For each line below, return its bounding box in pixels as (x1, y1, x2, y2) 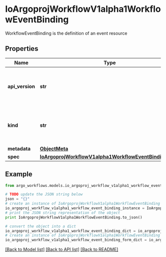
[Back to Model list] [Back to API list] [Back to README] (5, 247, 119, 253)
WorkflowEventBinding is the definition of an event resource (5, 30, 127, 36)
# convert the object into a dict (5, 223, 77, 229)
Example (5, 170, 33, 179)
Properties (5, 44, 39, 53)
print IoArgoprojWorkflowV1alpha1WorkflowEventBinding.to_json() (5, 215, 142, 220)
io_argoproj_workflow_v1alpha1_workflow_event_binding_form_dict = (5, 238, 147, 243)
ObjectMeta (40, 145, 68, 152)
